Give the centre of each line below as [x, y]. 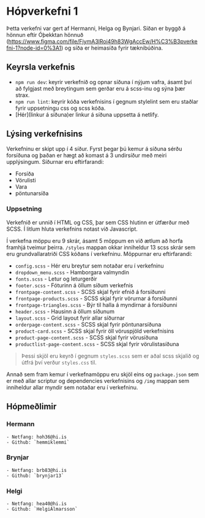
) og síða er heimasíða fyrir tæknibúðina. [112, 48]
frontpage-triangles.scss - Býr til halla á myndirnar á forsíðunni [96, 304]
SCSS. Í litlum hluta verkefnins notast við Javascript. [72, 229]
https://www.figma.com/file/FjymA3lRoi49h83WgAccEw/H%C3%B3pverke [103, 41]
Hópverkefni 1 [42, 11]
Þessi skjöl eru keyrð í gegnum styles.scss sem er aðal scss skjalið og [110, 356]
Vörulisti [25, 180]
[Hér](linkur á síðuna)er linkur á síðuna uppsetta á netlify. [87, 114]
